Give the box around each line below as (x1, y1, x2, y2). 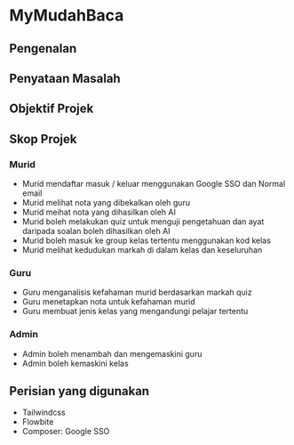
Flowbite (21, 417, 54, 427)
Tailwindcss (21, 407, 66, 418)
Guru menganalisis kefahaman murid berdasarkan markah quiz (21, 287, 252, 298)
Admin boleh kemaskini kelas (21, 358, 129, 368)
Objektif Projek (9, 101, 94, 117)
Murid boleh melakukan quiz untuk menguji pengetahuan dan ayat (21, 216, 265, 227)
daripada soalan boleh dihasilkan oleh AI (21, 226, 171, 237)
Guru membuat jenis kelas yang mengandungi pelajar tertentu (21, 306, 249, 317)
